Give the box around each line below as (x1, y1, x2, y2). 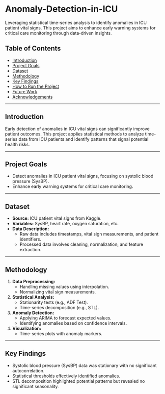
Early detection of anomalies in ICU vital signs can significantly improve (5, 126, 150, 131)
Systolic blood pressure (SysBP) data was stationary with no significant (12, 362, 157, 368)
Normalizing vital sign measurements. (19, 289, 96, 295)
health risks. (5, 141, 30, 147)
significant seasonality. (12, 383, 59, 389)
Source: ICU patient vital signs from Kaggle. (12, 215, 102, 221)
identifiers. (19, 236, 42, 242)
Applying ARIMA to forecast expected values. (19, 315, 111, 321)
